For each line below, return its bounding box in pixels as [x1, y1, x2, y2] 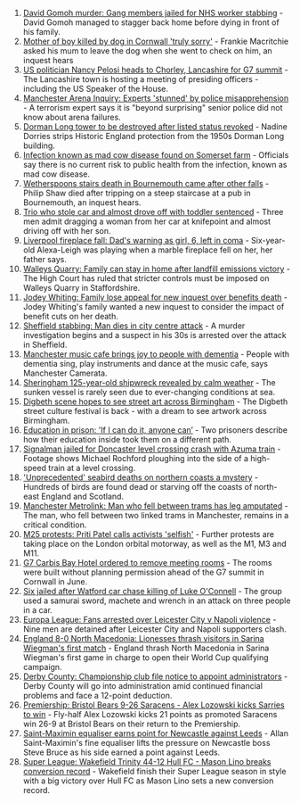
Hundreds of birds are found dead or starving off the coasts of [22, 482, 253, 492]
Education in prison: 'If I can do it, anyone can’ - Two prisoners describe [22, 425, 288, 435]
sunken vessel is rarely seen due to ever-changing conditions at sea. [22, 387, 276, 397]
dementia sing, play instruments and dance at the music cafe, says [22, 359, 268, 368]
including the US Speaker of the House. [22, 84, 168, 94]
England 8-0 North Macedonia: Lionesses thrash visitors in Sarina [22, 633, 265, 643]
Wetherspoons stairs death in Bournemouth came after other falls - [22, 178, 270, 188]
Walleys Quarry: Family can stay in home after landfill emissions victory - [22, 263, 290, 274]
